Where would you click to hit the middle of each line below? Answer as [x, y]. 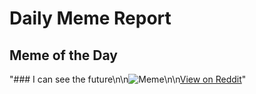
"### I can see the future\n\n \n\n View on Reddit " [128, 79]
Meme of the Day [63, 55]
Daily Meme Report [90, 18]
